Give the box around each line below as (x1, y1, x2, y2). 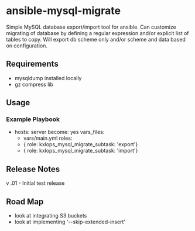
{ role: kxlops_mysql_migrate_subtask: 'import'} (23, 147, 138, 154)
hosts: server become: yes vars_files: (14, 129, 105, 136)
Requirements (6, 59, 59, 69)
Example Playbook (6, 115, 60, 123)
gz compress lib (14, 81, 54, 88)
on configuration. (6, 42, 48, 49)
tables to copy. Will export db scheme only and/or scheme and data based (6, 36, 186, 43)
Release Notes (6, 164, 60, 174)
